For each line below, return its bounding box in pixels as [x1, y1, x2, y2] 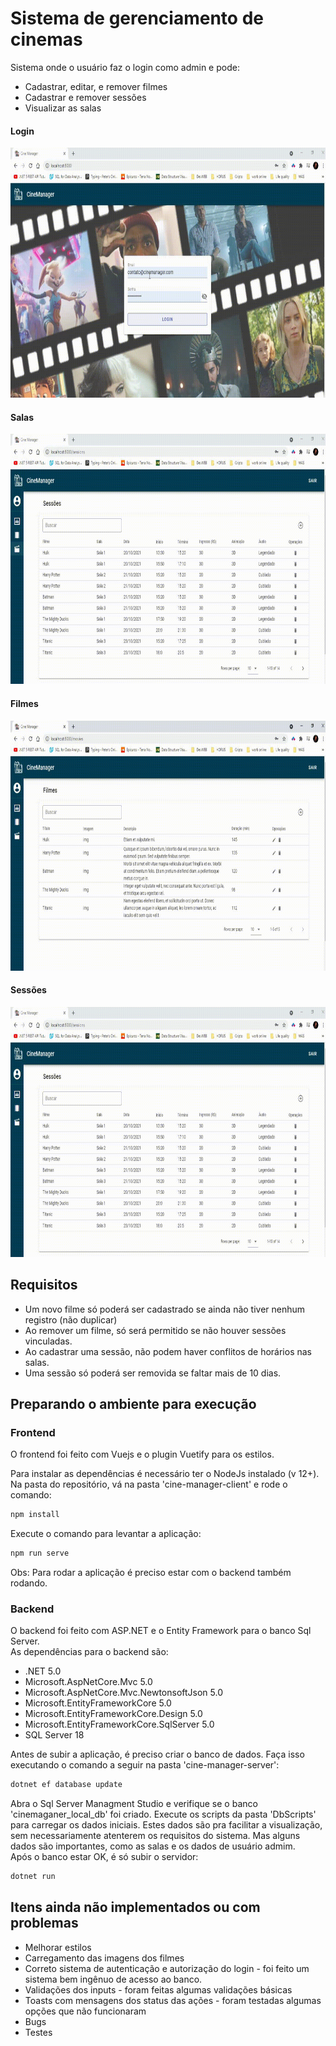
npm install [10, 1510, 60, 1520]
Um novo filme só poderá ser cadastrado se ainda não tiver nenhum [24, 1303, 306, 1315]
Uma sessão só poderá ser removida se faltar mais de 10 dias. [24, 1367, 282, 1379]
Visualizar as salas [24, 102, 102, 114]
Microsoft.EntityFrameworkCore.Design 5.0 [24, 1708, 203, 1720]
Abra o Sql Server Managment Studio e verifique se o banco [10, 1798, 258, 1810]
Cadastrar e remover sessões [24, 91, 147, 103]
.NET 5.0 [24, 1665, 62, 1677]
